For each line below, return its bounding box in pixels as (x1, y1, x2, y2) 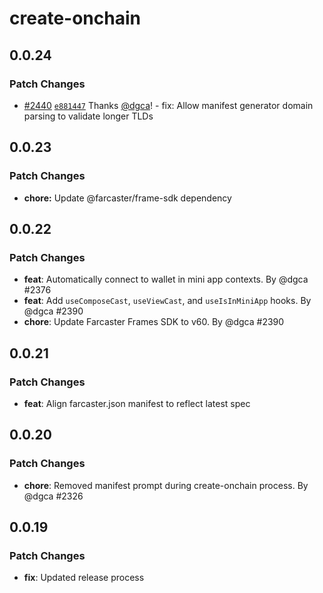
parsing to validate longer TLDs (23, 110, 154, 122)
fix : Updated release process (23, 572, 145, 584)
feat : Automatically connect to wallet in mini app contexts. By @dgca (23, 273, 309, 286)
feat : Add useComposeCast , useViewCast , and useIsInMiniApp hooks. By (23, 295, 312, 307)
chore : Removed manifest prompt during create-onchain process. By (23, 479, 309, 491)
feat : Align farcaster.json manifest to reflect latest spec (23, 397, 251, 409)
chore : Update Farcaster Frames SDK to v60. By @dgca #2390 (23, 316, 285, 328)
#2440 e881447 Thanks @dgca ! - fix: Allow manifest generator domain (23, 99, 314, 111)
